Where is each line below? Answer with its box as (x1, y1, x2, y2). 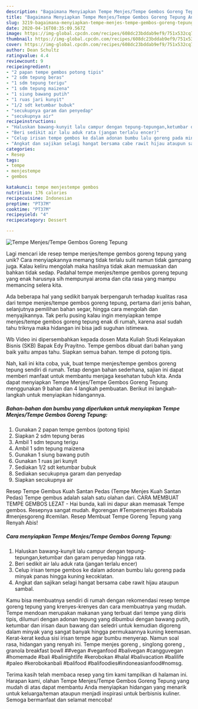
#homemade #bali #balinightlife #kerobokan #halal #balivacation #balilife (6, 653, 184, 660)
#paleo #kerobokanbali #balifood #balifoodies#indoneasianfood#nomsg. (6, 659, 183, 666)
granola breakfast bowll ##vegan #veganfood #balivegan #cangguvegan (6, 647, 183, 654)
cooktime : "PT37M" (6, 206, 51, 212)
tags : (6, 157, 19, 163)
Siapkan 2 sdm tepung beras (14, 432, 85, 439)
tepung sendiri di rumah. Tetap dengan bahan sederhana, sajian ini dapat (6, 366, 184, 373)
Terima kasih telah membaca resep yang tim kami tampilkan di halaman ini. (6, 671, 188, 678)
